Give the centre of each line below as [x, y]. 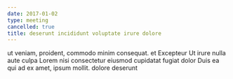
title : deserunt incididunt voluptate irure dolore [84, 33]
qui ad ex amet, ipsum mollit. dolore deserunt [73, 68]
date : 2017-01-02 [33, 14]
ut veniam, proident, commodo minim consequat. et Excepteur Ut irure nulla [116, 53]
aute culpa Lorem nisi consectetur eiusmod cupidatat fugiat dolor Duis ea [113, 61]
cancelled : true [31, 27]
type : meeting [28, 20]
